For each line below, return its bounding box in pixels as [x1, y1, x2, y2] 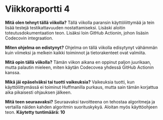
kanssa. [5, 69, 21, 75]
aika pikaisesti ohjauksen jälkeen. [5, 89, 72, 95]
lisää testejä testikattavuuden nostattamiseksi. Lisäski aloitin [5, 24, 126, 30]
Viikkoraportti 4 [5, 3, 70, 15]
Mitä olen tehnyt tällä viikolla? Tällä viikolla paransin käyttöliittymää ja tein [5, 20, 155, 25]
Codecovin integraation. [5, 35, 54, 41]
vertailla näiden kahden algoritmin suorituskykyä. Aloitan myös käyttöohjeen [5, 104, 158, 110]
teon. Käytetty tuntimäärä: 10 [5, 109, 65, 115]
